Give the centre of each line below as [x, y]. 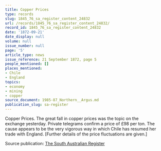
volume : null [18, 41]
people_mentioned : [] [27, 64]
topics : [13, 82]
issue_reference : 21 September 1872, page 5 [51, 59]
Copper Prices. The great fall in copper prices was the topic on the [72, 118]
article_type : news [25, 55]
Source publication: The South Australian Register [55, 143]
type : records [19, 14]
